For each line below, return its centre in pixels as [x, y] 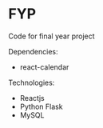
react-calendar [44, 67]
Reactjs [32, 98]
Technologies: [32, 82]
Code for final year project [51, 36]
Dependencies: [33, 51]
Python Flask [41, 106]
